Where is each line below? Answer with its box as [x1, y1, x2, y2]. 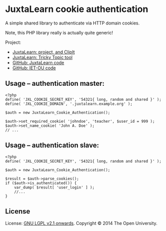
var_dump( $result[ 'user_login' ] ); [14, 185, 95, 190]
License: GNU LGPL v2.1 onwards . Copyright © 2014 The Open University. [5, 221, 158, 227]
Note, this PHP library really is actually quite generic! [5, 29, 113, 35]
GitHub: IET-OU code [12, 65, 56, 71]
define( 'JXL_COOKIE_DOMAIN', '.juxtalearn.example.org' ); [5, 101, 133, 106]
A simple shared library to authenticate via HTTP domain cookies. [5, 20, 140, 26]
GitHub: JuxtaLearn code [12, 59, 65, 65]
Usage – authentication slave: [5, 141, 99, 150]
